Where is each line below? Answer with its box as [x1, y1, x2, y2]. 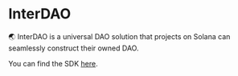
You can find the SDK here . [8, 58, 98, 68]
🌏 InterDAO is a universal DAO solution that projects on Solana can [8, 31, 231, 41]
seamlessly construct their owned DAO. [8, 43, 139, 53]
